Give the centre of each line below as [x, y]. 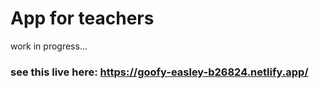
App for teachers [82, 18]
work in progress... [49, 46]
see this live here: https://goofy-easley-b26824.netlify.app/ [159, 72]
